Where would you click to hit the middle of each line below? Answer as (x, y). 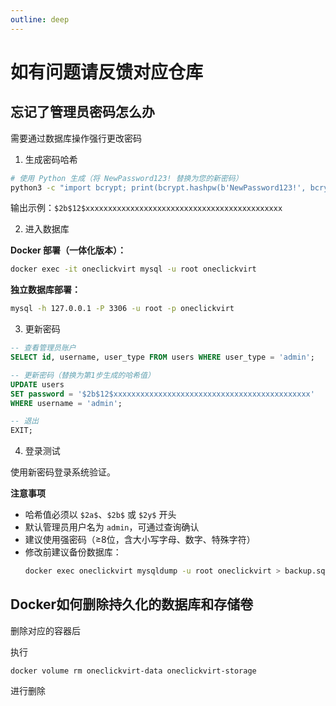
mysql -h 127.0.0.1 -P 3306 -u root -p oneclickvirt (122, 309)
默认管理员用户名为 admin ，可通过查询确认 (112, 527)
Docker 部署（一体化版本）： (68, 250)
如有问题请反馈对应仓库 (107, 72)
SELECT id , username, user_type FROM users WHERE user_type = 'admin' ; (162, 357)
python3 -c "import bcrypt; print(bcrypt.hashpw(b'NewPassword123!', (158, 187)
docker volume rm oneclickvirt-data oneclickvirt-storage (133, 671)
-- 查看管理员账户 (43, 348)
